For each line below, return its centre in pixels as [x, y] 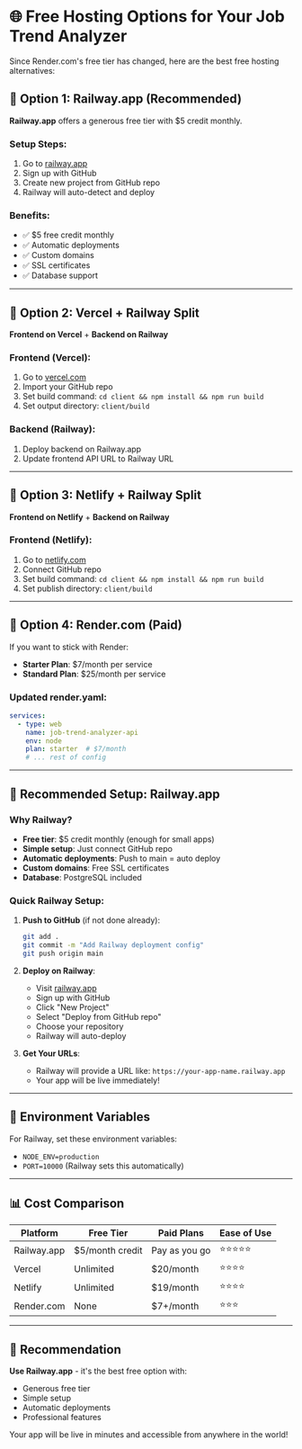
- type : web [40, 724]
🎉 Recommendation [65, 1350]
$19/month [175, 1287]
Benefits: [30, 215]
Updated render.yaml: [58, 697]
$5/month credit [108, 1250]
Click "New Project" [72, 1007]
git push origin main [62, 953]
